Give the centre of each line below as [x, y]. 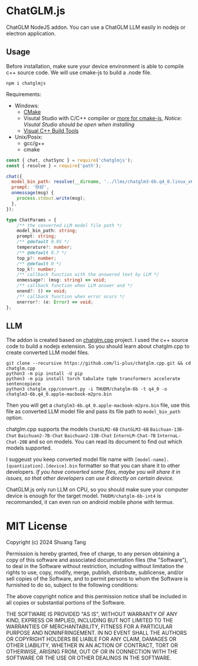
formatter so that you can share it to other [129, 466]
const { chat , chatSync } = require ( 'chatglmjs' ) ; [70, 160]
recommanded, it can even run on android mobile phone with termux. [90, 502]
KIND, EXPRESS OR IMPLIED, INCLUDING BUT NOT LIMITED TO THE [90, 621]
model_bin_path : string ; [47, 231]
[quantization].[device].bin [42, 466]
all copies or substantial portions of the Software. [66, 603]
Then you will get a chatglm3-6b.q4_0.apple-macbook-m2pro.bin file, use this [98, 405]
